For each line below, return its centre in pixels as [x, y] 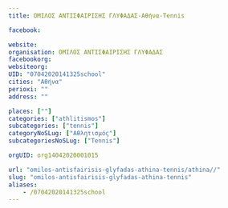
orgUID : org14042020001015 [53, 155]
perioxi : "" [28, 89]
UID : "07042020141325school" [57, 74]
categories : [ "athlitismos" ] [57, 118]
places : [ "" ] [30, 111]
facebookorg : [30, 60]
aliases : [23, 185]
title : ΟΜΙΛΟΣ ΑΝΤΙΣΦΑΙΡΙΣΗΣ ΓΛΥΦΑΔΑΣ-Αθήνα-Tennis [96, 16]
